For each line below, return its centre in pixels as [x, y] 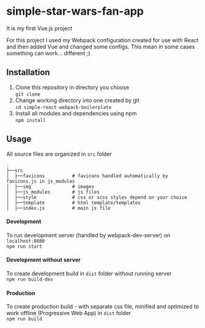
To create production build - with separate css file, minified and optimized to [103, 307]
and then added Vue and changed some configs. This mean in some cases [101, 47]
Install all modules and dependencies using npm [76, 113]
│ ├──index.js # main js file [59, 208]
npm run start [24, 246]
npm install [30, 120]
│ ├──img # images [50, 186]
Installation [28, 73]
